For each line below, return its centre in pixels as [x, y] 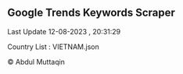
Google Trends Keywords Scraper [91, 13]
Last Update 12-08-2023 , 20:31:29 [64, 31]
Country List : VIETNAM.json [53, 47]
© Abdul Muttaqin [36, 62]
